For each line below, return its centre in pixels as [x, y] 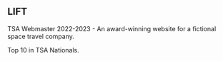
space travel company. [41, 36]
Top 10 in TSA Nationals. [44, 50]
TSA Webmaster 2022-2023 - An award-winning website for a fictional [112, 28]
